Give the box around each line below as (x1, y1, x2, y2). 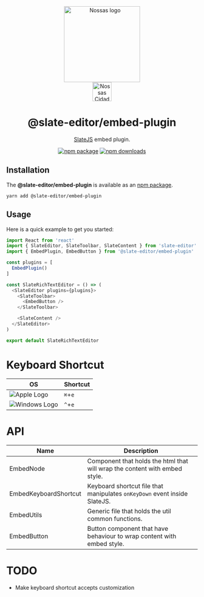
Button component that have (87, 524, 169, 533)
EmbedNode (9, 464, 46, 472)
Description (123, 446, 158, 455)
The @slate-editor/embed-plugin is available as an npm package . (6, 181, 173, 188)
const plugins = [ (6, 259, 53, 266)
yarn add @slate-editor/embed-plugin (6, 193, 102, 199)
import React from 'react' (6, 237, 75, 244)
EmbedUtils (9, 510, 42, 519)
